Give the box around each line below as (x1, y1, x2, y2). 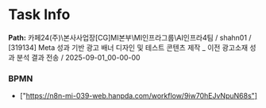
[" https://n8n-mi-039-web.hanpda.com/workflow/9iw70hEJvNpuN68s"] (19, 91, 258, 101)
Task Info (8, 6, 71, 24)
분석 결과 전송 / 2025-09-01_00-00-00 (16, 52, 141, 62)
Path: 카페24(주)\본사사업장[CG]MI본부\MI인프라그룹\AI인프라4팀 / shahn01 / (8, 33, 252, 42)
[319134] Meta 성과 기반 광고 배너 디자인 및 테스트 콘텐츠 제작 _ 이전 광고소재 (8, 42, 249, 52)
